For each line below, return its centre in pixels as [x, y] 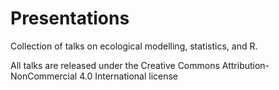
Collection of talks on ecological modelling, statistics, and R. [134, 46]
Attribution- [245, 65]
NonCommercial [44, 76]
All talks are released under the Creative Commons [115, 65]
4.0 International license [129, 76]
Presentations [70, 18]
